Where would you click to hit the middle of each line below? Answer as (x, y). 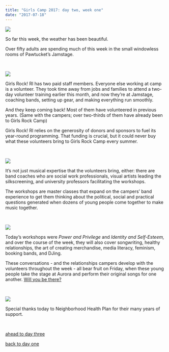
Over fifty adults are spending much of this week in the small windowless (82, 48)
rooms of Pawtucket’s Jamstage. (39, 54)
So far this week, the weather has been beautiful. (57, 39)
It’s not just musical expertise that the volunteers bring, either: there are (80, 170)
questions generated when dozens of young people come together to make (84, 202)
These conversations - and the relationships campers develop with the (79, 263)
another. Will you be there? (34, 279)
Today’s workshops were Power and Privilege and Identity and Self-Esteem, (85, 237)
